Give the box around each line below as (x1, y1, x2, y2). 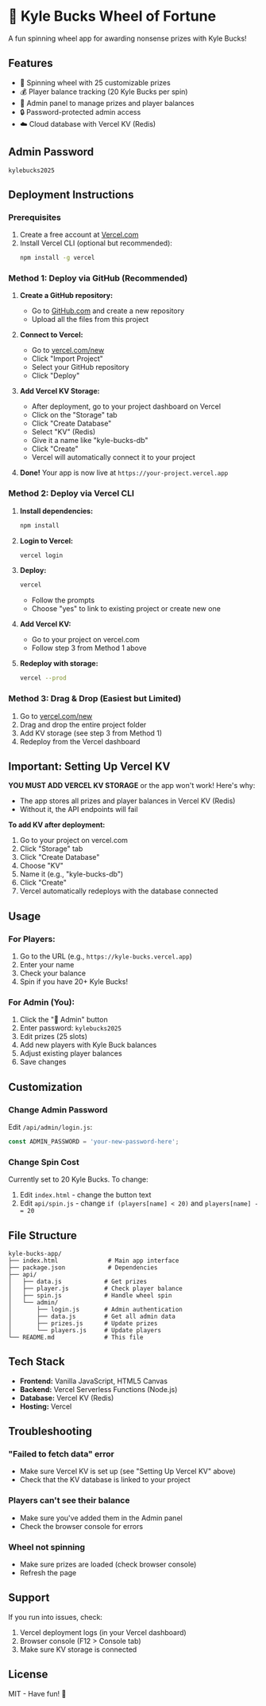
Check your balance (19, 968, 86, 978)
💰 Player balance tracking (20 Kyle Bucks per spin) (19, 87, 188, 96)
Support (8, 1591, 50, 1605)
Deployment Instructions (8, 187, 134, 202)
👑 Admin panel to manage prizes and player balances (19, 98, 195, 108)
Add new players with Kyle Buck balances (19, 1040, 157, 1050)
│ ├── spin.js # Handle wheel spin (8, 1291, 172, 1300)
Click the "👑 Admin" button (19, 1015, 109, 1025)
